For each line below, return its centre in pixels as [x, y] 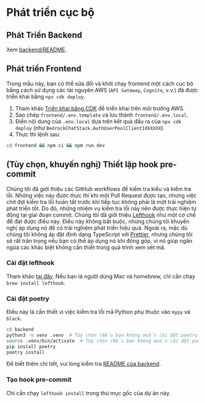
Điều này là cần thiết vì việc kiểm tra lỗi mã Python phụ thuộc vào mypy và [99, 312]
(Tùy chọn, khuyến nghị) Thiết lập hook [82, 165]
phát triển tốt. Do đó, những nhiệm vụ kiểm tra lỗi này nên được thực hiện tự [102, 208]
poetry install [26, 352]
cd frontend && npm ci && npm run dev [56, 145]
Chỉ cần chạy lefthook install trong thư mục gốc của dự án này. [88, 393]
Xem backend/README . [37, 49]
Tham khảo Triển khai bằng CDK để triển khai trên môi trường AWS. [100, 108]
